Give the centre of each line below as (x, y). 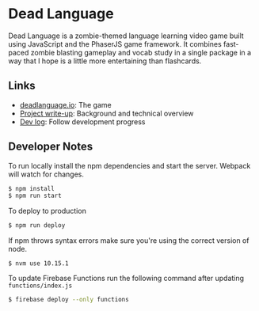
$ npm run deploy (37, 226)
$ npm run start (35, 196)
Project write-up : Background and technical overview (107, 113)
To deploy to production (48, 211)
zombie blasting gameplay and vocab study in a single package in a (141, 52)
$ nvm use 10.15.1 (38, 264)
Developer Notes (51, 147)
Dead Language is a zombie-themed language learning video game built (126, 36)
